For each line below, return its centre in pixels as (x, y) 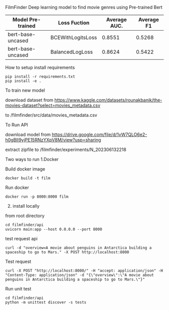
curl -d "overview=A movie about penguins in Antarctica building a (78, 248)
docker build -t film (28, 178)
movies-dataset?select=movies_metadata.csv (53, 105)
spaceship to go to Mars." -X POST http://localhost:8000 (67, 252)
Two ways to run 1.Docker (32, 159)
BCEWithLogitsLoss (74, 37)
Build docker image (25, 169)
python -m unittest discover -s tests (46, 302)
